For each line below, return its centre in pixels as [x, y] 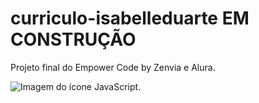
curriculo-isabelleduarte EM [130, 18]
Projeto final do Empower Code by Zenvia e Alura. [113, 67]
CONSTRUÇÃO [73, 39]
